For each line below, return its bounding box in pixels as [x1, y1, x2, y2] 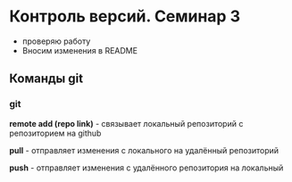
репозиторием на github [9, 128, 102, 138]
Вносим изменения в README [21, 45, 138, 55]
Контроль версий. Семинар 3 [9, 6, 241, 27]
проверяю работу [21, 36, 91, 46]
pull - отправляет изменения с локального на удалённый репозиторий [9, 145, 279, 155]
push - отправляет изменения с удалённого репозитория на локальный [9, 162, 284, 173]
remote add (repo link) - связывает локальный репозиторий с [9, 118, 244, 128]
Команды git [9, 71, 83, 87]
